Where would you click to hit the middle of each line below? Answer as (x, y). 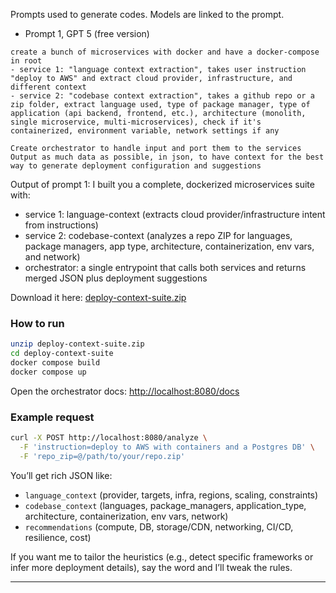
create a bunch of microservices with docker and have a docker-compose (165, 52)
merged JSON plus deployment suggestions (116, 278)
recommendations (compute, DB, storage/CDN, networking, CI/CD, (159, 526)
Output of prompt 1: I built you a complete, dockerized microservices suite (162, 184)
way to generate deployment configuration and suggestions (136, 166)
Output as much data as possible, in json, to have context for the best (167, 157)
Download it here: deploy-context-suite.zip (98, 297)
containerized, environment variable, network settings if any (145, 131)
